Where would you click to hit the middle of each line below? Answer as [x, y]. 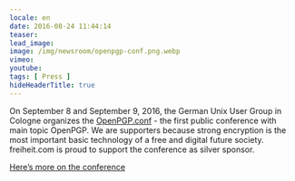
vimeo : [22, 60]
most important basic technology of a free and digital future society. [137, 139]
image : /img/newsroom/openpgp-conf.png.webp [95, 52]
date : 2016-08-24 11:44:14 [60, 26]
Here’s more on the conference [67, 167]
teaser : [24, 34]
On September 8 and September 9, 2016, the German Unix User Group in [146, 110]
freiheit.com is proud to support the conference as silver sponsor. [132, 149]
